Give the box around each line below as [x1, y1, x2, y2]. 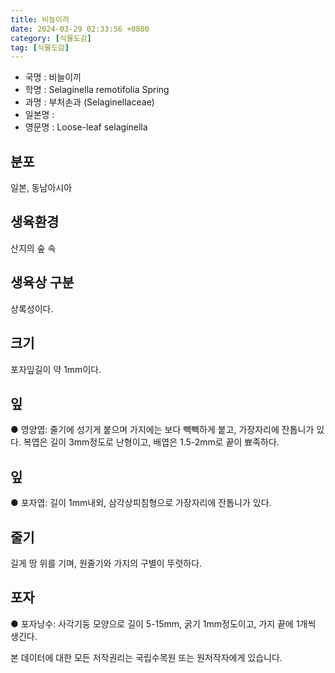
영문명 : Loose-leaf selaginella [24, 121, 148, 133]
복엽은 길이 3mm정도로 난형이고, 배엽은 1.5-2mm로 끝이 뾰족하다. [23, 436, 280, 448]
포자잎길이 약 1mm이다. [10, 363, 102, 375]
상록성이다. [10, 302, 54, 315]
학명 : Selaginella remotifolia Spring [24, 84, 170, 96]
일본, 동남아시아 [10, 182, 73, 194]
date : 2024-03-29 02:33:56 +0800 [10, 24, 150, 34]
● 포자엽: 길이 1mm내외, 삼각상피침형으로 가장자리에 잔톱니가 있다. [10, 497, 272, 509]
